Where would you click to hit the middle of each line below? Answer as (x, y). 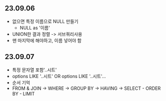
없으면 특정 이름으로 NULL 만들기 (45, 21)
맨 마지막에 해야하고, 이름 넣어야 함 (47, 40)
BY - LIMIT (23, 93)
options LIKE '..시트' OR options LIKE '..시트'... (59, 76)
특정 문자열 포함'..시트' (34, 70)
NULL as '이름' (35, 28)
